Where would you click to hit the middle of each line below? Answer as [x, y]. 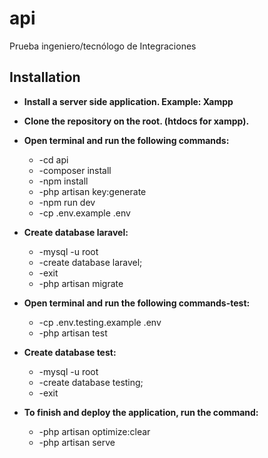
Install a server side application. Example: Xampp [128, 101]
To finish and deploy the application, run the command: [141, 412]
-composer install [75, 170]
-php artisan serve [77, 442]
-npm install [63, 181]
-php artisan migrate [81, 283]
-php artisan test [73, 333]
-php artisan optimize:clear [94, 431]
